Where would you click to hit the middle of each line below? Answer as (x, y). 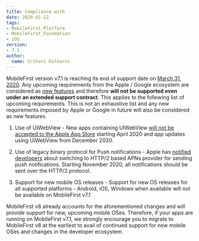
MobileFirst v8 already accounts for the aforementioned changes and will (96, 206)
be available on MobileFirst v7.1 (53, 195)
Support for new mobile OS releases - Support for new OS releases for (101, 182)
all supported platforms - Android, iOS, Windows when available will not (102, 188)
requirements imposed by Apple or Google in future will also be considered (98, 110)
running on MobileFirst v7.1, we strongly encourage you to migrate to (90, 219)
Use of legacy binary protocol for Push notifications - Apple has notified (103, 151)
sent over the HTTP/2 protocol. (53, 170)
